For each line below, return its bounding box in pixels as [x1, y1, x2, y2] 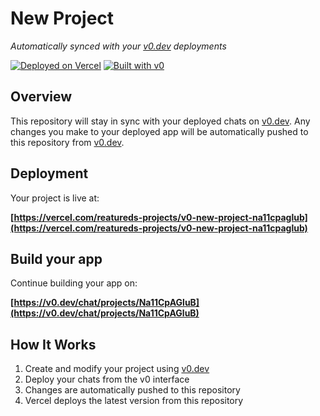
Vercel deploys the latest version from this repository [24, 395, 244, 407]
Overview [10, 88, 73, 106]
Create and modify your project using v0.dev [24, 363, 210, 375]
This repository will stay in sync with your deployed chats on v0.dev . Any [10, 115, 311, 127]
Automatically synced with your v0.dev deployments [10, 40, 227, 52]
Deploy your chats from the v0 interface [24, 373, 190, 386]
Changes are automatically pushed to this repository [24, 384, 241, 396]
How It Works [10, 336, 97, 353]
